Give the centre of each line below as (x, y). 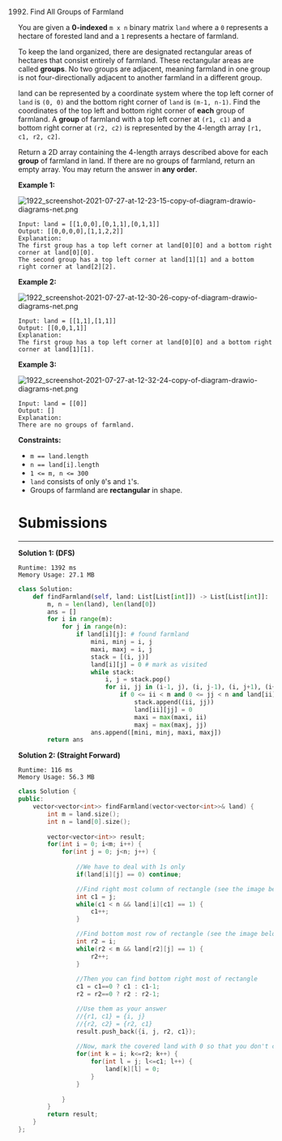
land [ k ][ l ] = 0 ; (132, 1070)
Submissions (63, 523)
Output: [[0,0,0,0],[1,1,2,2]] (71, 231)
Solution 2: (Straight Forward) (69, 755)
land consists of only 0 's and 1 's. (84, 481)
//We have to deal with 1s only (130, 867)
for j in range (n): (94, 627)
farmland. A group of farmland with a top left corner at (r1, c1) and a (135, 119)
